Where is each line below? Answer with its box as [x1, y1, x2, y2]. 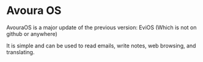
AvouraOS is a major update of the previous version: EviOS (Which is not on [6, 24, 197, 31]
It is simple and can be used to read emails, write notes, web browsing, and [6, 42, 196, 49]
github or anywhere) [6, 30, 58, 37]
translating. [6, 48, 35, 55]
